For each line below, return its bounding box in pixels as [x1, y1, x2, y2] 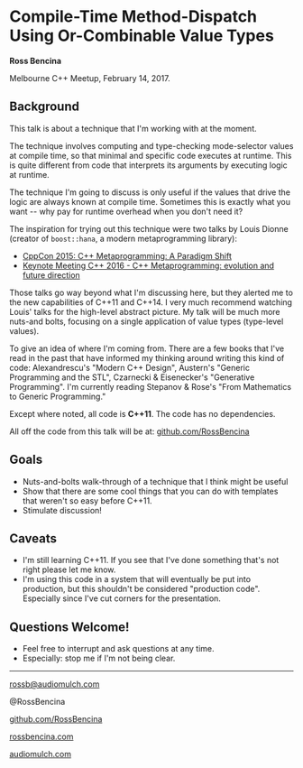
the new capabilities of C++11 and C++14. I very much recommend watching [9, 296, 293, 308]
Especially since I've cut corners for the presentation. [22, 593, 221, 604]
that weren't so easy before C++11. [22, 495, 152, 506]
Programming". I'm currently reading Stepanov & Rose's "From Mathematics [9, 381, 291, 392]
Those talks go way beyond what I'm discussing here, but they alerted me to [9, 287, 293, 298]
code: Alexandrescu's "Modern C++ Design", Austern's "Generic [9, 362, 251, 373]
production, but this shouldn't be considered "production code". [22, 584, 261, 595]
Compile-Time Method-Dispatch [9, 6, 258, 27]
